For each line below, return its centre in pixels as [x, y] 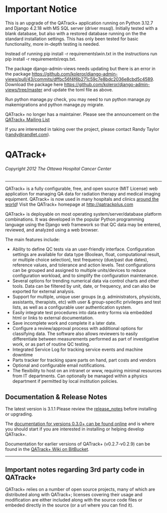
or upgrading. [19, 414]
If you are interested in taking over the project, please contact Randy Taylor [82, 129]
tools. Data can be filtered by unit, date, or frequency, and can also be [84, 286]
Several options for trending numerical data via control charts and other [85, 281]
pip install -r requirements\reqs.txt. [41, 59]
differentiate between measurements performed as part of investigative [85, 339]
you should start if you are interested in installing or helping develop [75, 429]
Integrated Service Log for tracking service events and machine [78, 349]
